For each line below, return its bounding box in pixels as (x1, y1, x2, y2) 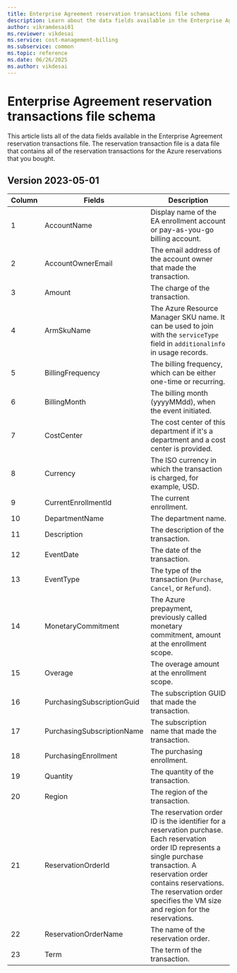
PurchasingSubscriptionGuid (44, 697, 140, 707)
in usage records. (150, 347, 208, 357)
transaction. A (150, 861, 197, 871)
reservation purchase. (150, 825, 224, 835)
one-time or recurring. (150, 377, 226, 387)
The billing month (150, 388, 208, 398)
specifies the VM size (150, 896, 222, 906)
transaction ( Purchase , (150, 575, 224, 585)
